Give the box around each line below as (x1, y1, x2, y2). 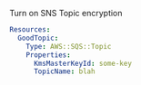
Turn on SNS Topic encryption (9, 8, 123, 18)
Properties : (25, 50, 71, 60)
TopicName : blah (33, 67, 96, 76)
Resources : (9, 25, 51, 34)
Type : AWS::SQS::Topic (25, 42, 112, 51)
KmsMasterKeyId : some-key (33, 59, 132, 68)
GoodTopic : (17, 33, 59, 42)
